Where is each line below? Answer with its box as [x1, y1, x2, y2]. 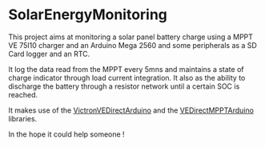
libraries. [8, 113, 38, 123]
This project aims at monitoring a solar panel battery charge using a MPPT [8, 32, 254, 42]
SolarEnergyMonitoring [8, 6, 168, 24]
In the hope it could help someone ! [8, 129, 126, 139]
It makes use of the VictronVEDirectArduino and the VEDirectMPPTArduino [8, 105, 255, 115]
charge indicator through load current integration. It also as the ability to [8, 73, 246, 82]
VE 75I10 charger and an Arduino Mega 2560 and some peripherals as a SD [8, 40, 258, 50]
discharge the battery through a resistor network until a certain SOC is [8, 81, 240, 91]
